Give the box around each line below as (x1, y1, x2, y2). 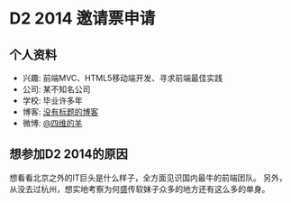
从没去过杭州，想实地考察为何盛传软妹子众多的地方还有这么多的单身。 (9, 183, 270, 194)
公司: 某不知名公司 (22, 84, 91, 95)
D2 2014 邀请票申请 (9, 8, 156, 29)
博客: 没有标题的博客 (22, 106, 99, 117)
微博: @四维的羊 (22, 118, 83, 128)
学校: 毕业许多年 (22, 96, 83, 106)
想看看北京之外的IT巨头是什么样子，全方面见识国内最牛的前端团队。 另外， (9, 172, 287, 183)
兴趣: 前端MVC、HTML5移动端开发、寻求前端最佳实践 (22, 73, 223, 83)
